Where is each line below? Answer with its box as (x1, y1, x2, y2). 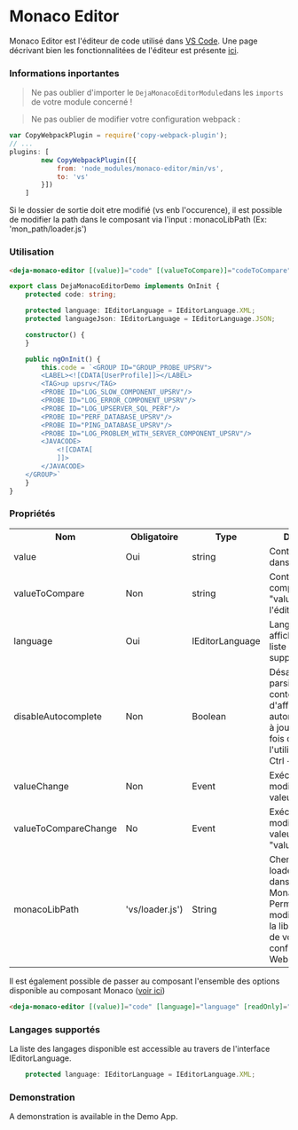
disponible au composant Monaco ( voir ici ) (9, 985, 166, 995)
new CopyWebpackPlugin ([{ (41, 155, 137, 165)
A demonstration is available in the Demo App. (9, 1111, 178, 1122)
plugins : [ (9, 147, 50, 156)
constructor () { (25, 330, 86, 339)
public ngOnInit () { (25, 355, 101, 364)
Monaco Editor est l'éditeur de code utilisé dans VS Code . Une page (9, 35, 258, 46)
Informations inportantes (9, 67, 120, 79)
